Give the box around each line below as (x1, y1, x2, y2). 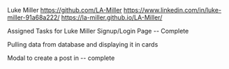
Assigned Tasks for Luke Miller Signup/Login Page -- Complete (7, 27, 189, 35)
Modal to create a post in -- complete (7, 54, 115, 62)
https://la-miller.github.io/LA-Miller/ (61, 13, 163, 22)
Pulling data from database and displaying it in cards (7, 40, 158, 48)
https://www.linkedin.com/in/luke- (123, 6, 222, 14)
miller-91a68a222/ (7, 13, 60, 22)
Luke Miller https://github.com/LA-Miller (7, 6, 122, 14)
